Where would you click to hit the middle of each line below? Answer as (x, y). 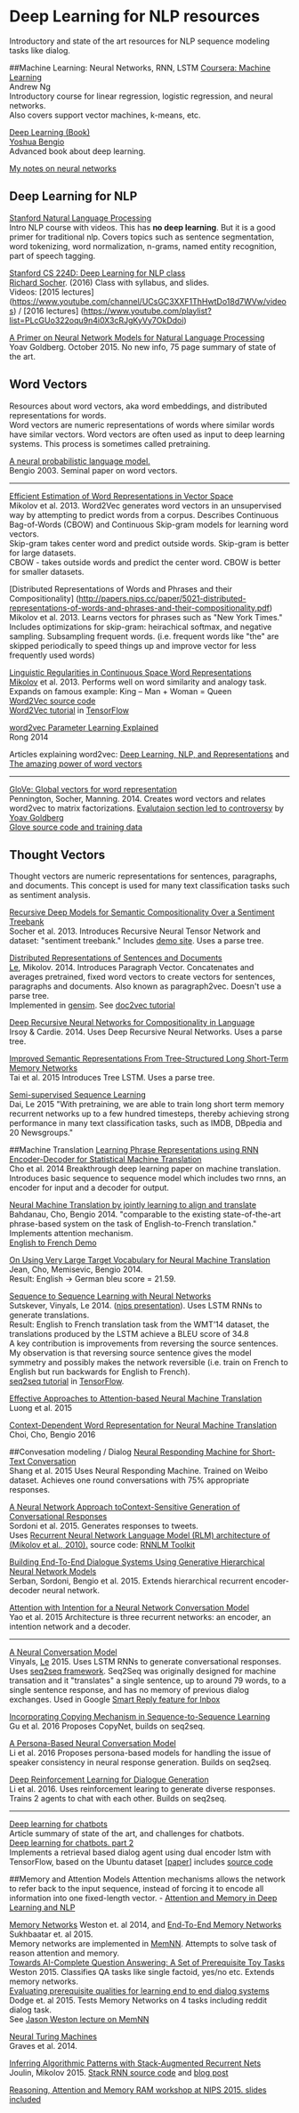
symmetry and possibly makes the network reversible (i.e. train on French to (149, 1363)
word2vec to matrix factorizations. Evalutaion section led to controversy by (147, 808)
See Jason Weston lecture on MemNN (79, 2020)
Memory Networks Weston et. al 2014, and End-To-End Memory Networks (145, 1925)
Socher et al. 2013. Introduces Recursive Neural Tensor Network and (135, 931)
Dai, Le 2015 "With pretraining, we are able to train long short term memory (147, 1105)
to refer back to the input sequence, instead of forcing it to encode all (137, 1889)
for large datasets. (43, 553)
